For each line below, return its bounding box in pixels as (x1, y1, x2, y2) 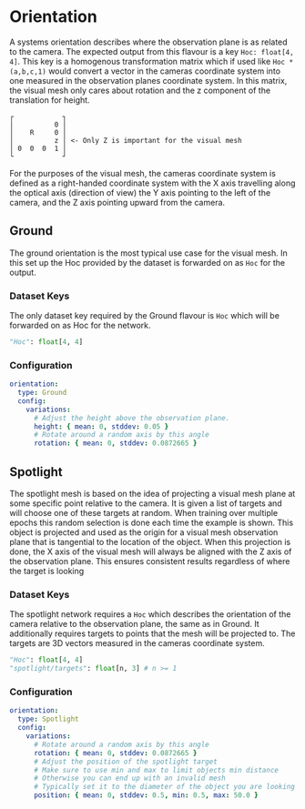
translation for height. (9, 94, 90, 106)
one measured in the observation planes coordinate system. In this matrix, (9, 75, 288, 86)
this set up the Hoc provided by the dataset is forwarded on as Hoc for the (9, 257, 285, 268)
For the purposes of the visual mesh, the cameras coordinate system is (9, 167, 276, 178)
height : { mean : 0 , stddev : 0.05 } (33, 421, 169, 431)
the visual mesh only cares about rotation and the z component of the (9, 85, 271, 96)
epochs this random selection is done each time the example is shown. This (9, 517, 294, 529)
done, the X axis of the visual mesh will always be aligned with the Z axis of (9, 546, 292, 557)
